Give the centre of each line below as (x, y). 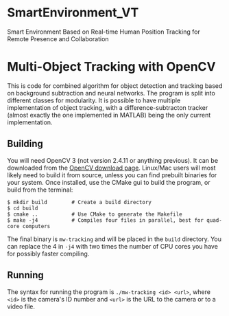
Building (25, 144)
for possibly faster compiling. (48, 253)
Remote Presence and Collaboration (58, 38)
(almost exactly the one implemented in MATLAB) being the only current (109, 115)
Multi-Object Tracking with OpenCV (111, 67)
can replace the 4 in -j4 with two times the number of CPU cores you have (112, 246)
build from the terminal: (40, 190)
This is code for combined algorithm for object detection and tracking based (115, 86)
